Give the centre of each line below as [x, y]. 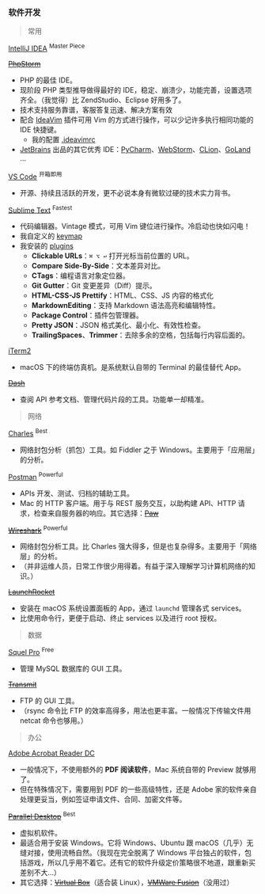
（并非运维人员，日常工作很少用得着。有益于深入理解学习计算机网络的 [134, 566]
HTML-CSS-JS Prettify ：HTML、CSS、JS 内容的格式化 [123, 295]
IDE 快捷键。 [40, 129]
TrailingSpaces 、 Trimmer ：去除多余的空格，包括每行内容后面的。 [140, 335]
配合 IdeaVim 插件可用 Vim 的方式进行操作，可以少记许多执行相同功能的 [136, 120]
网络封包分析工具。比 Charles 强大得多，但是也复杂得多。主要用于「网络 [138, 546]
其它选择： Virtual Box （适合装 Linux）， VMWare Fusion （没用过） [127, 882]
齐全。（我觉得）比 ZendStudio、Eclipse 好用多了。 [102, 100]
